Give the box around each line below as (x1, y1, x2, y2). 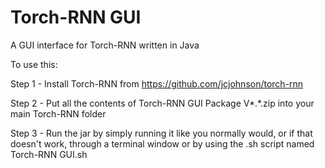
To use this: (10, 58, 58, 70)
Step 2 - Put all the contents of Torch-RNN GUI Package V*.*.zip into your (10, 97, 315, 109)
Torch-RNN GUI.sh (10, 148, 88, 160)
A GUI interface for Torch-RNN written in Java (10, 39, 200, 51)
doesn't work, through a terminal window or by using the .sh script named (10, 137, 315, 150)
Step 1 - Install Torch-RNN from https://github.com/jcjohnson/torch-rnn (10, 77, 304, 90)
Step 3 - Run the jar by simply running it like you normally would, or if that (10, 127, 313, 139)
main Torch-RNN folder (10, 107, 107, 120)
